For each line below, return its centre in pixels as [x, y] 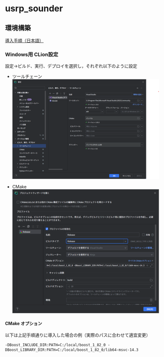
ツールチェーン [27, 76]
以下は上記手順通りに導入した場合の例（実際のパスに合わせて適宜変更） [78, 335]
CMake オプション [24, 323]
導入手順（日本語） [24, 40]
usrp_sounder [34, 9]
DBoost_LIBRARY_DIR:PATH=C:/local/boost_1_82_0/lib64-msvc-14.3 [72, 350]
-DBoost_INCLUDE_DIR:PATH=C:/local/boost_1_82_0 [55, 345]
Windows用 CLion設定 [32, 54]
